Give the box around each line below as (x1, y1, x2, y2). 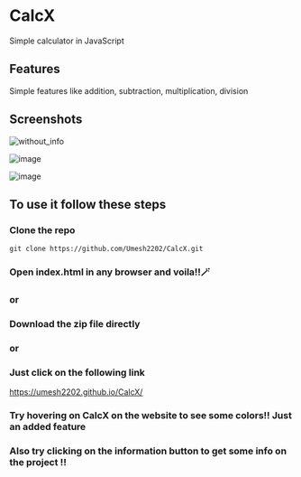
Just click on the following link (9, 366, 146, 379)
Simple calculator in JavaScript (9, 35, 124, 46)
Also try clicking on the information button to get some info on (9, 444, 287, 457)
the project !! (9, 456, 68, 469)
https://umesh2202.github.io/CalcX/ (9, 387, 143, 397)
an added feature (9, 421, 87, 434)
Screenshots (9, 112, 83, 127)
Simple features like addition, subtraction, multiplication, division (9, 85, 249, 96)
